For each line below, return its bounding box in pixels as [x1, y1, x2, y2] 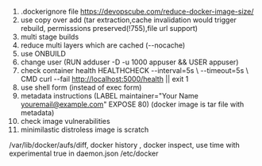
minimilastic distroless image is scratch [20, 125, 149, 134]
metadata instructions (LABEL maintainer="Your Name [20, 91, 199, 100]
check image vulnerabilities [20, 117, 110, 125]
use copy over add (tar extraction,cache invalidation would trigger [20, 15, 237, 25]
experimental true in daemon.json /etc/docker [9, 149, 159, 158]
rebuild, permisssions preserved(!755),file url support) [20, 24, 198, 33]
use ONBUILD [20, 49, 67, 58]
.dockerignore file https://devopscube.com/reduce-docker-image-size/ [20, 7, 254, 16]
